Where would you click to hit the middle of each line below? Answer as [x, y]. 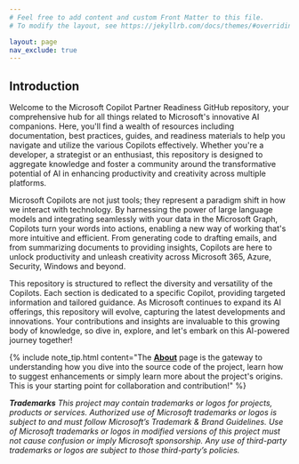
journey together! [41, 340]
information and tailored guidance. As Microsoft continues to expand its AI [145, 302]
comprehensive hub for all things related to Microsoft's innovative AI [134, 117]
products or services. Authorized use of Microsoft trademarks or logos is [143, 412]
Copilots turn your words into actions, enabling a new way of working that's [148, 228]
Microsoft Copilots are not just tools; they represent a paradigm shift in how [148, 200]
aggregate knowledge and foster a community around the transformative [143, 164]
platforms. [28, 183]
